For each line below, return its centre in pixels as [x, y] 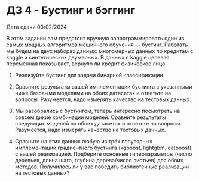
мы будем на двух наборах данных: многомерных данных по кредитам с [100, 51]
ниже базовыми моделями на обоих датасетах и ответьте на [93, 93]
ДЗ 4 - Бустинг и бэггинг [71, 10]
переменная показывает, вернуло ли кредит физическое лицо [86, 64]
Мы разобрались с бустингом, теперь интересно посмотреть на [97, 111]
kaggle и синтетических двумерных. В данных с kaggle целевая [88, 57]
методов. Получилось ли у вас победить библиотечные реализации [102, 167]
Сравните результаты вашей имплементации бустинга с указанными [103, 86]
